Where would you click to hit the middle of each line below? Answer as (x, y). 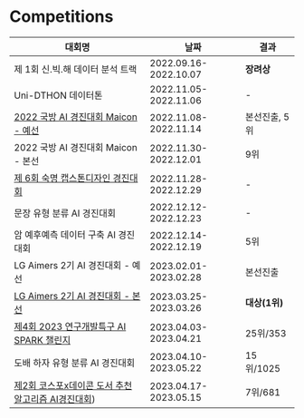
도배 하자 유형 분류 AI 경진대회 (75, 363)
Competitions (62, 17)
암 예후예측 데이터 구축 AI (65, 235)
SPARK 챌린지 (42, 340)
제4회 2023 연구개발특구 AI (70, 326)
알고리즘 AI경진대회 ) (55, 399)
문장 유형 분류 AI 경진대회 (65, 213)
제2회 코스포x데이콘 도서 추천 (73, 385)
